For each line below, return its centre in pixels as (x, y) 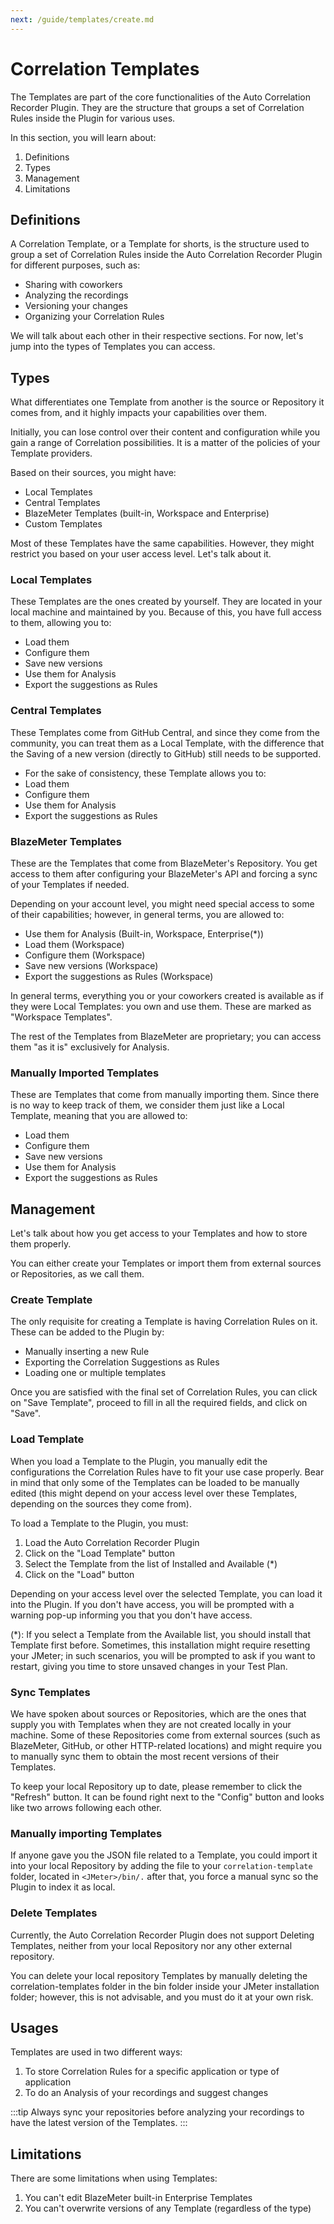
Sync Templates (50, 1692)
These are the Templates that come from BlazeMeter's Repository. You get (164, 863)
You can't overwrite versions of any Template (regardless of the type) (168, 2208)
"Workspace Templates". (61, 1017)
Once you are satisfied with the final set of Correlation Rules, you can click (164, 1392)
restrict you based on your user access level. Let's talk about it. (141, 554)
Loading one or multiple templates (95, 1373)
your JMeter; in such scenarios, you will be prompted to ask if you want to (163, 1655)
